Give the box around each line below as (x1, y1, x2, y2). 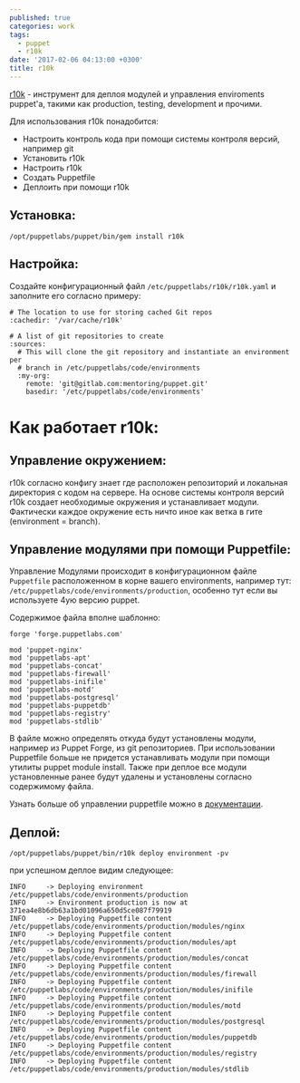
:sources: (9, 339, 47, 349)
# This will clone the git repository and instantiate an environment (17, 347, 290, 356)
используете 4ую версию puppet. (9, 595, 140, 605)
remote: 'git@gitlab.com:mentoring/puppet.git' (25, 379, 208, 388)
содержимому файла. (9, 781, 94, 792)
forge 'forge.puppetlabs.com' (9, 630, 124, 639)
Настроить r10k (22, 162, 83, 173)
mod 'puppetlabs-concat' (9, 662, 103, 671)
